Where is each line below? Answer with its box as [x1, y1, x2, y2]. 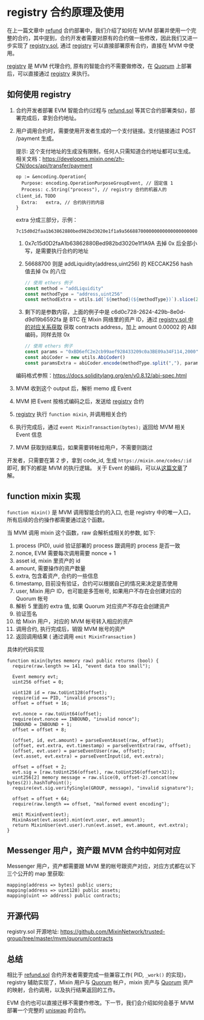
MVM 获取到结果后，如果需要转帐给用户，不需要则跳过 [15, 444, 153, 451]
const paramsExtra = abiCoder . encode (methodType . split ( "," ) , [24, 360, 182, 366]
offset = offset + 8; [12, 727, 67, 733]
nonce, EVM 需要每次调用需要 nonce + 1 [15, 549, 116, 556]
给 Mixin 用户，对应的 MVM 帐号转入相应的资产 [15, 618, 134, 625]
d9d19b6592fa [24, 316, 62, 323]
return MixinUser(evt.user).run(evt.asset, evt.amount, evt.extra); [12, 822, 189, 828]
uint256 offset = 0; [12, 679, 64, 685]
